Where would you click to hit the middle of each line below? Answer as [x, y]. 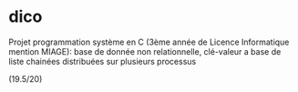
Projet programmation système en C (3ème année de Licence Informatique [149, 42]
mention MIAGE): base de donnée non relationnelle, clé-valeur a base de [145, 51]
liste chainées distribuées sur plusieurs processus [103, 61]
